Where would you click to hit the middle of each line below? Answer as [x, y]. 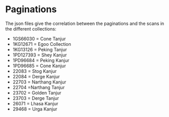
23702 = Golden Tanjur [37, 93]
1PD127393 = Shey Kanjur [40, 55]
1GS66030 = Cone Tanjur [39, 39]
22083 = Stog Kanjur [35, 71]
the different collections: [31, 28]
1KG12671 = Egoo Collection [42, 44]
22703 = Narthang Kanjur [39, 82]
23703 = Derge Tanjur [36, 98]
